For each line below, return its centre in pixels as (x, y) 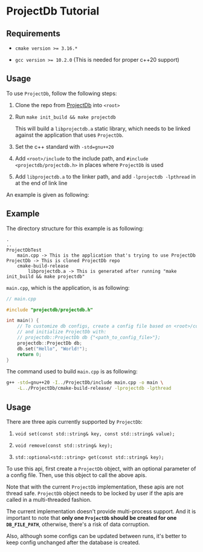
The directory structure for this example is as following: (75, 228)
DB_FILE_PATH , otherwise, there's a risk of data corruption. (78, 524)
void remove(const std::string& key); (64, 445)
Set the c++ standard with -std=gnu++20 (64, 146)
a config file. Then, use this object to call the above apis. (76, 475)
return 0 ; (30, 354)
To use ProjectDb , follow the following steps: (62, 93)
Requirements (33, 34)
